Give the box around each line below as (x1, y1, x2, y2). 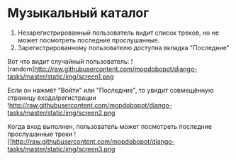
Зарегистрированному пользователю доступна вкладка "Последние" (17, 43, 230, 52)
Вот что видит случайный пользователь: (7, 57, 130, 65)
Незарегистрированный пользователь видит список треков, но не (17, 28, 220, 37)
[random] (7, 64, 35, 73)
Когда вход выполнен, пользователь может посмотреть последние (7, 122, 213, 130)
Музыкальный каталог (7, 5, 150, 21)
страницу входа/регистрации (7, 93, 97, 102)
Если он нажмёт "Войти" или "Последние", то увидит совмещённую (7, 86, 214, 94)
